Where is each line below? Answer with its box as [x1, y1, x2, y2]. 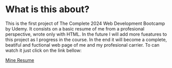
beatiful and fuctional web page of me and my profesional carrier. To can [5, 42, 160, 48]
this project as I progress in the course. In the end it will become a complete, [5, 37, 167, 43]
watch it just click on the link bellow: [5, 47, 82, 53]
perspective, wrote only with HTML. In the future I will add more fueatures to [5, 31, 167, 37]
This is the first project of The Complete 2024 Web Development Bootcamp [5, 20, 165, 26]
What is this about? [5, 4, 90, 15]
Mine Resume [5, 57, 34, 63]
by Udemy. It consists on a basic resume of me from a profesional [5, 25, 145, 31]
